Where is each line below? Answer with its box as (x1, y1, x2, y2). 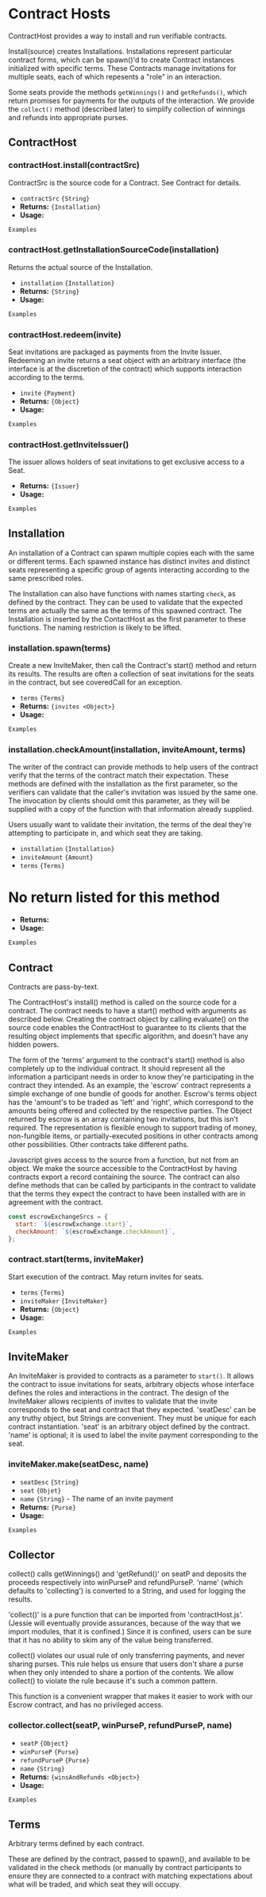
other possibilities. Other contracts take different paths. (8, 1139, 189, 1149)
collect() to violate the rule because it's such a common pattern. (8, 1676, 218, 1686)
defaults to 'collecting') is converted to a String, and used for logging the (8, 1586, 246, 1596)
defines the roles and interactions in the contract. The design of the (8, 1388, 229, 1398)
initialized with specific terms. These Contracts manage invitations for (8, 63, 237, 72)
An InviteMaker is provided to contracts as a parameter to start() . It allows (8, 1371, 254, 1381)
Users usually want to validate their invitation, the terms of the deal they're (8, 820, 252, 829)
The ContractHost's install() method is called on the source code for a (8, 997, 237, 1007)
